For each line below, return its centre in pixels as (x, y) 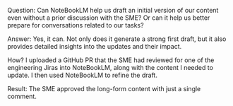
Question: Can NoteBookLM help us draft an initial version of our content (113, 10)
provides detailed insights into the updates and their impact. (95, 46)
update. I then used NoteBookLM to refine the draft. (82, 75)
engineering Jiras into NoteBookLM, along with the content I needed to (110, 67)
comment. (22, 96)
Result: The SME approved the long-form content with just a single (104, 89)
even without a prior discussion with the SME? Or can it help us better (109, 18)
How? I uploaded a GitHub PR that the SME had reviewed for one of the (111, 60)
